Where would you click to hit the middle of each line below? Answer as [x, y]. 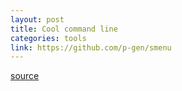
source [25, 76]
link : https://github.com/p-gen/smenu [91, 47]
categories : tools [48, 38]
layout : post [37, 19]
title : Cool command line [64, 29]
